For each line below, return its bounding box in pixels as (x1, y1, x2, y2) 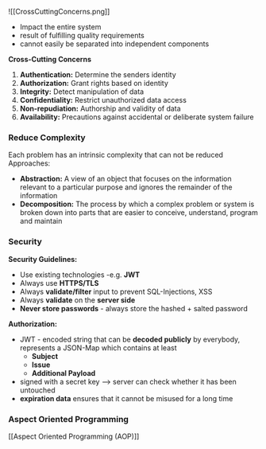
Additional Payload (31, 368, 96, 377)
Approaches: (8, 158, 51, 168)
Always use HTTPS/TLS (19, 278, 99, 287)
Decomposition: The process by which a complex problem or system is (19, 199, 255, 209)
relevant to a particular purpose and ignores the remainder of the (19, 182, 233, 192)
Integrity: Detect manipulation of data (19, 87, 145, 96)
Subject (31, 351, 58, 361)
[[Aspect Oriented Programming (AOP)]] (8, 431, 140, 441)
